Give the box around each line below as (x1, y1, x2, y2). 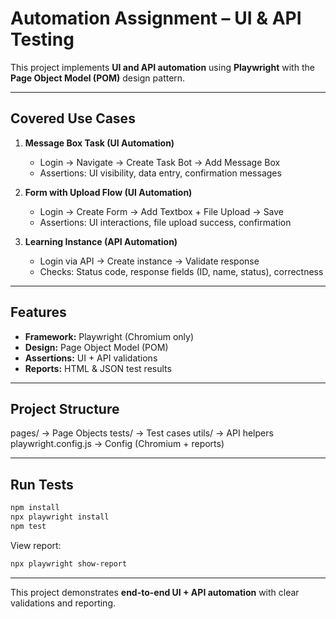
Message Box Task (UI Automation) (24, 137, 175, 149)
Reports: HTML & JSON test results (24, 362, 172, 374)
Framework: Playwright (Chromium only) (24, 330, 195, 342)
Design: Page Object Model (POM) (24, 341, 169, 353)
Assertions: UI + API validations (24, 352, 158, 364)
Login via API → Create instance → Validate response (39, 255, 260, 267)
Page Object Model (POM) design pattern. (10, 72, 186, 84)
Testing (10, 28, 75, 51)
